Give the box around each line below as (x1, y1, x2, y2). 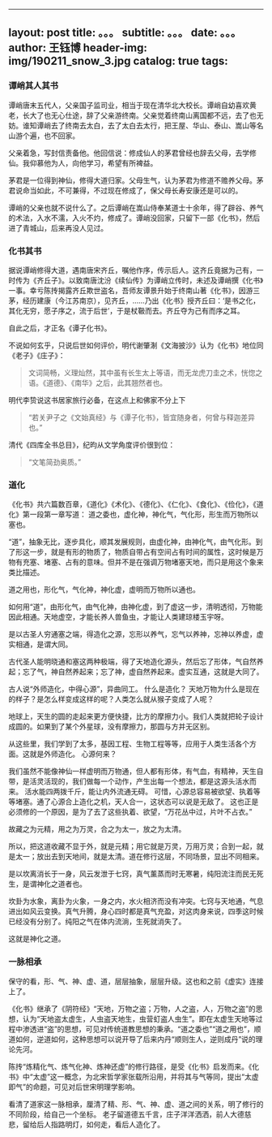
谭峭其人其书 (8, 80, 59, 92)
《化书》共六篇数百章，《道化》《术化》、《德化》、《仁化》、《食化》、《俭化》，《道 (8, 499, 264, 509)
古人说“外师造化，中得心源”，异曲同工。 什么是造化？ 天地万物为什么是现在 (8, 684, 261, 694)
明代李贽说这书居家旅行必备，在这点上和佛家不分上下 (8, 395, 186, 404)
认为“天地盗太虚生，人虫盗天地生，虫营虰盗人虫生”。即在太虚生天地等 (22, 1014, 257, 1023)
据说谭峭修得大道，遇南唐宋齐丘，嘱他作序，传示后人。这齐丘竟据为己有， (8, 265, 257, 275)
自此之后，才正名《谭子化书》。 (8, 322, 112, 333)
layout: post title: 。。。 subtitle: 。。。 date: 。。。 (8, 26, 242, 40)
